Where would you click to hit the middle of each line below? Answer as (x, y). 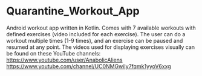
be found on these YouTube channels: (54, 53)
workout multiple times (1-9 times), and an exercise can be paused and (95, 40)
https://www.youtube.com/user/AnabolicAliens (64, 60)
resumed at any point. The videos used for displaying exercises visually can (101, 47)
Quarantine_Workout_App (73, 11)
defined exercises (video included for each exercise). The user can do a (96, 34)
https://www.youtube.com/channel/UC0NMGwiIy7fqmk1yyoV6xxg (89, 66)
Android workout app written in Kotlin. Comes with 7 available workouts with (101, 28)
